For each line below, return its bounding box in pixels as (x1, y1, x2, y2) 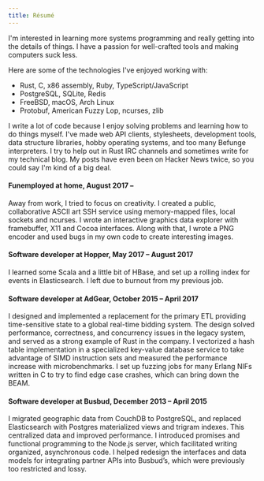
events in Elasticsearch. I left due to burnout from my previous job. (8, 276, 224, 285)
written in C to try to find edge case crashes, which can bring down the (8, 370, 240, 379)
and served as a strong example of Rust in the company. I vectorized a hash (8, 337, 255, 346)
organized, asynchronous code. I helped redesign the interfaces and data (8, 447, 247, 457)
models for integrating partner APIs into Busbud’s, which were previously (8, 456, 245, 465)
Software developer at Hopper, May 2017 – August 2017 (8, 250, 194, 259)
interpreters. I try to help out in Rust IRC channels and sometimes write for (8, 146, 249, 155)
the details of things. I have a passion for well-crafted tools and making (8, 41, 239, 51)
